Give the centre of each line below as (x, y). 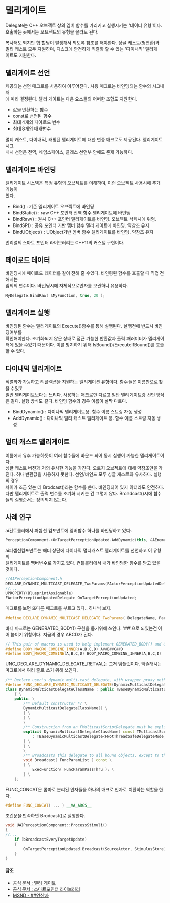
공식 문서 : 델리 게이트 (34, 883)
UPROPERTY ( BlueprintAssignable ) (39, 593)
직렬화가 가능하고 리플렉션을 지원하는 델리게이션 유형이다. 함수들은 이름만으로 (82, 382)
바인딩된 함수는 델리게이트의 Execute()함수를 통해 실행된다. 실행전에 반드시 (79, 326)
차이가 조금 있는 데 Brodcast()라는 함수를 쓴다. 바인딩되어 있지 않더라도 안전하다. (85, 487)
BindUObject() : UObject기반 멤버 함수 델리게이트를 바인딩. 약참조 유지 (83, 232)
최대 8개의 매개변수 (32, 128)
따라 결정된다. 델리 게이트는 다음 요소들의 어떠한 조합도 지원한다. (74, 99)
